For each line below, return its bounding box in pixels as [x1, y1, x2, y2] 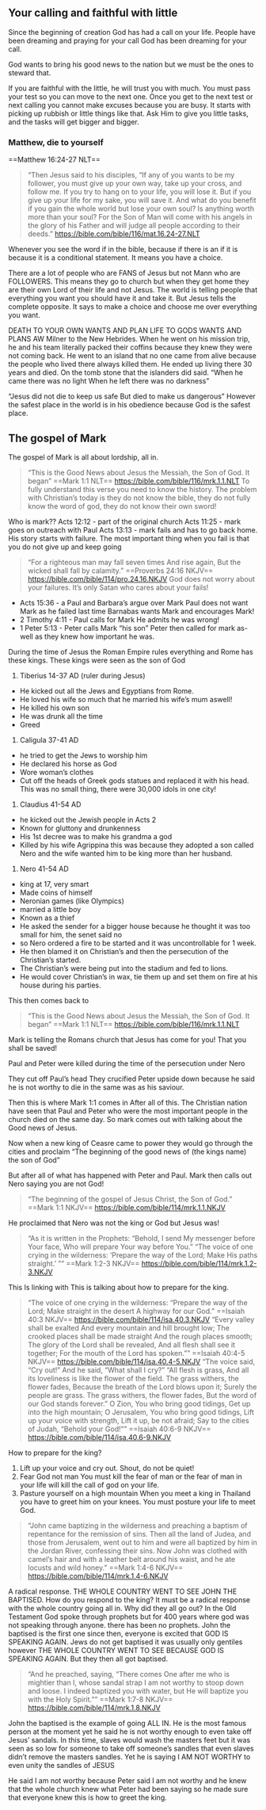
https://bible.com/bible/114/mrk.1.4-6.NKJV [27, 1571, 169, 1580]
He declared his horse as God [19, 758, 117, 768]
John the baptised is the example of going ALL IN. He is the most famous [8, 1718, 247, 1728]
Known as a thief [19, 913, 75, 922]
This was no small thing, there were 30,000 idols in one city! [19, 784, 216, 793]
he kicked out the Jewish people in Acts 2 [19, 815, 157, 824]
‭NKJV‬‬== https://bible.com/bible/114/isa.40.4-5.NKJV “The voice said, [27, 1357, 256, 1366]
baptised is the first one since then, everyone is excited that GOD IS [8, 1629, 229, 1638]
